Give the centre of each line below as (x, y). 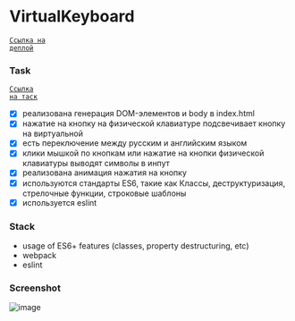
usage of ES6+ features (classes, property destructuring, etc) (135, 245)
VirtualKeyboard (72, 17)
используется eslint (59, 202)
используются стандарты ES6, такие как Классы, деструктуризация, (154, 183)
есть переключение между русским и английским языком (135, 143)
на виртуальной (52, 134)
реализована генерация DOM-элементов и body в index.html (138, 114)
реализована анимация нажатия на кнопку (105, 173)
